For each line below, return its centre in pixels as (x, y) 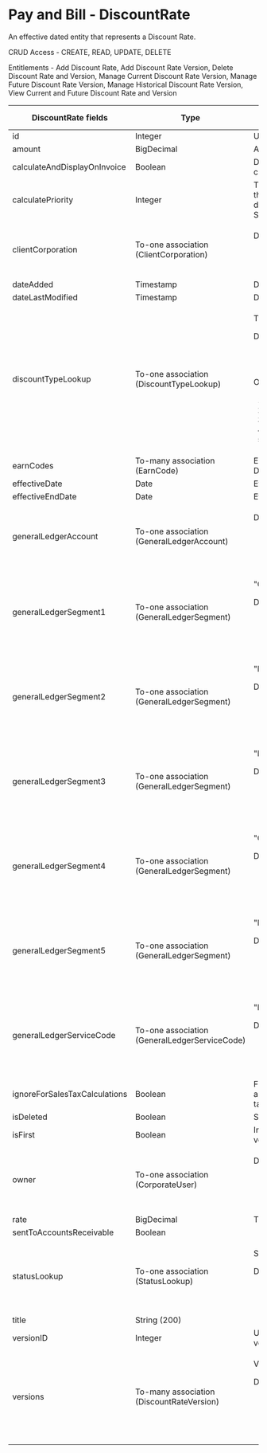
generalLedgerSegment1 (59, 612)
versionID (30, 1337)
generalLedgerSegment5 (59, 950)
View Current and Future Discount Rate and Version (93, 92)
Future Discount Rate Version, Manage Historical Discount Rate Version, (126, 84)
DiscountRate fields (70, 117)
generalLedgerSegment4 (59, 866)
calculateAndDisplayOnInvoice (69, 166)
